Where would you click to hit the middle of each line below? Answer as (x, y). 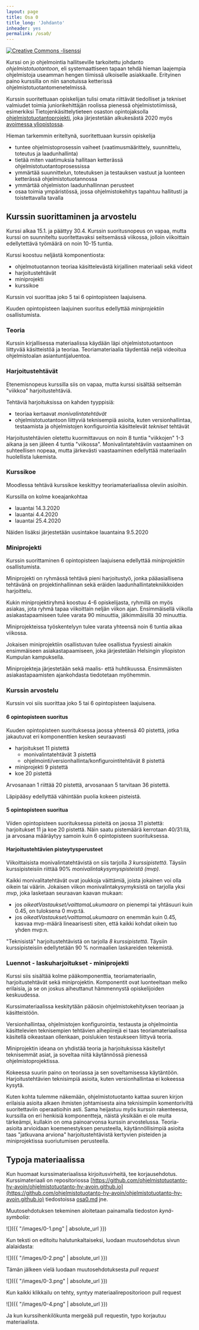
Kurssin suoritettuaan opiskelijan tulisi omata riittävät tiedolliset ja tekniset (96, 99)
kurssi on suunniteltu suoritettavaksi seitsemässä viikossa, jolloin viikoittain (98, 237)
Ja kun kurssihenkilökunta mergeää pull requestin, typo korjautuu (86, 1316)
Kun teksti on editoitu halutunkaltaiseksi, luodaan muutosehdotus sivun (93, 1240)
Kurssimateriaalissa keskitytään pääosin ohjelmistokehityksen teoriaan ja (95, 1007)
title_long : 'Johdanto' (36, 23)
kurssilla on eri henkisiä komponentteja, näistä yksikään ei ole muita (89, 1116)
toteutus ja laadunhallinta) (46, 154)
